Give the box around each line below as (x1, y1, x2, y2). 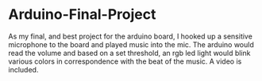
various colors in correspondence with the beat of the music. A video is (8, 57, 242, 66)
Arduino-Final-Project (8, 6, 156, 24)
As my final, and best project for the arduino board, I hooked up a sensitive (8, 31, 252, 41)
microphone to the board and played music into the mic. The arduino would (8, 39, 254, 49)
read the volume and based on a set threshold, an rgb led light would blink (8, 48, 252, 57)
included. (8, 64, 39, 74)
